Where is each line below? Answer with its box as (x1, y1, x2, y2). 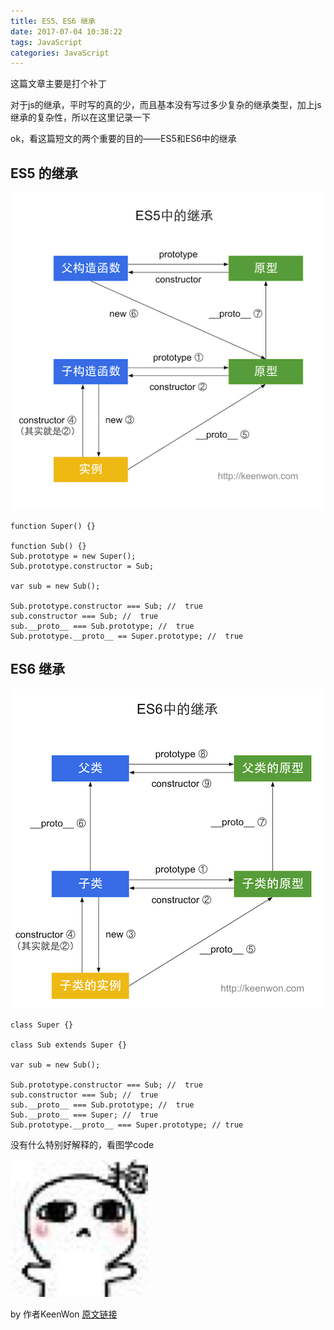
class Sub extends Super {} (10, 1040, 128, 1050)
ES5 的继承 (10, 165, 78, 182)
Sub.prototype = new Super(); (10, 551, 137, 561)
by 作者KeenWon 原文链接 (10, 1308, 118, 1320)
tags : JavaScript (10, 37, 83, 47)
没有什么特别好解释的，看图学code (10, 1138, 155, 1150)
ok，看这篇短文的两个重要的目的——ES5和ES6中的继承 (10, 133, 237, 145)
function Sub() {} (10, 541, 87, 551)
